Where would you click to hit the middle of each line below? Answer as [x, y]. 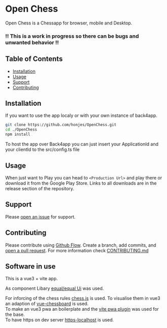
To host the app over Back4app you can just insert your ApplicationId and [82, 144]
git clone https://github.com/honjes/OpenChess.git [61, 125]
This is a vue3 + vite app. [32, 279]
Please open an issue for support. [40, 217]
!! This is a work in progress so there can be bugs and [72, 36]
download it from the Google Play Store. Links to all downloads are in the [81, 183]
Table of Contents [34, 59]
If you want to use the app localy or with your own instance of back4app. [81, 115]
